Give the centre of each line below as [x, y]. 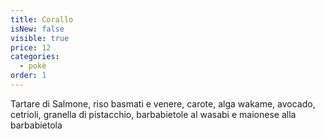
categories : [35, 57]
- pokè [33, 66]
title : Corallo [42, 19]
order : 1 [28, 76]
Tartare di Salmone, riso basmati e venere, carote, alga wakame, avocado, [163, 103]
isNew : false [37, 29]
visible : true [40, 38]
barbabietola [36, 125]
